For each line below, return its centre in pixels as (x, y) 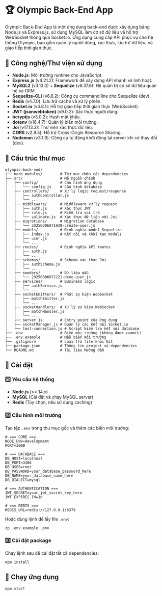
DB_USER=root (18, 467)
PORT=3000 (15, 445)
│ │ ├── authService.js (34, 286)
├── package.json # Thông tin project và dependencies (71, 346)
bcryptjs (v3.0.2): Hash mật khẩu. (46, 117)
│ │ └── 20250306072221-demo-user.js (48, 277)
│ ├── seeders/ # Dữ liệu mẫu (47, 273)
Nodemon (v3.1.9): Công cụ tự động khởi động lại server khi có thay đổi (84, 137)
